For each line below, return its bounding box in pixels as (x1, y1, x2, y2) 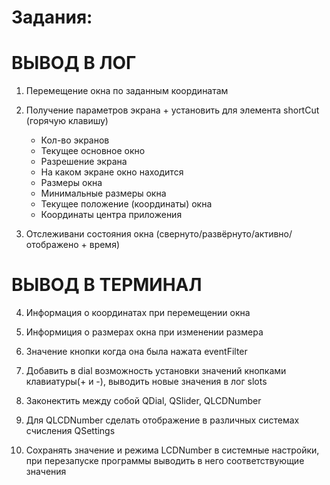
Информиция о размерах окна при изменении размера (25, 326, 264, 338)
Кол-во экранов (40, 134, 110, 146)
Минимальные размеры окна (40, 187, 167, 200)
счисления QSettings (25, 425, 116, 437)
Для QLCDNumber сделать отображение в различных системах (25, 414, 300, 426)
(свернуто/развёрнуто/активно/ (155, 228, 293, 240)
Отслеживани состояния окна (25, 228, 154, 240)
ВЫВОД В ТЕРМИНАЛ (11, 274, 203, 296)
